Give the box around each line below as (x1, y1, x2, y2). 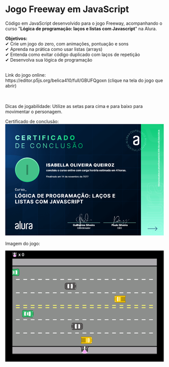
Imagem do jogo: (5, 240, 40, 246)
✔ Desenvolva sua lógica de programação (5, 57, 93, 63)
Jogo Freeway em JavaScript (5, 4, 129, 15)
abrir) (5, 82, 17, 89)
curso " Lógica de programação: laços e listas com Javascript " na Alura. (5, 25, 157, 31)
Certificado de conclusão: (5, 118, 59, 124)
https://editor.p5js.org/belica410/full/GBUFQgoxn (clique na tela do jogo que (5, 77, 163, 83)
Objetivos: (5, 35, 28, 41)
